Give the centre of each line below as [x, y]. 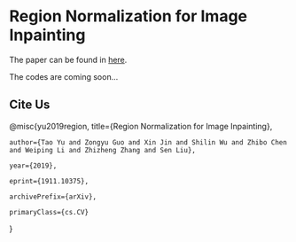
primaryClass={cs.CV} [49, 212]
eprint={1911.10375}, [49, 181]
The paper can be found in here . [68, 59]
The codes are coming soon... [64, 76]
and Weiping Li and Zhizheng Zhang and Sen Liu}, [103, 150]
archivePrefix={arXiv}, [53, 197]
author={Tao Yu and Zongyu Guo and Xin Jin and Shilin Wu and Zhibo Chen [148, 142]
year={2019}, [33, 166]
